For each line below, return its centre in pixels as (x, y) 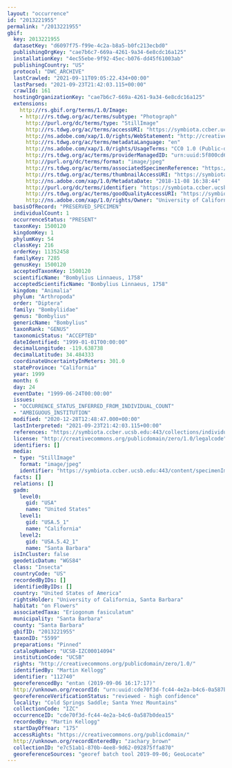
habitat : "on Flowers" (46, 606)
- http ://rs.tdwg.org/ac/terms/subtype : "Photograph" (98, 116)
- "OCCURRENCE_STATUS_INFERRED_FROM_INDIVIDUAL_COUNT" (94, 407)
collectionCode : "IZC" (46, 709)
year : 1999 (29, 374)
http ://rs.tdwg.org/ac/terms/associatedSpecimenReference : (112, 168)
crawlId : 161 (32, 91)
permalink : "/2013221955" (44, 26)
